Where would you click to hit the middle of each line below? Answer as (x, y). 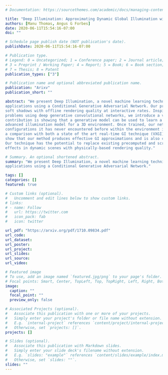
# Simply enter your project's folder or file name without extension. (84, 318)
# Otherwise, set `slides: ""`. (41, 360)
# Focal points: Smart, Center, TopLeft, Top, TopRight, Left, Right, (80, 281)
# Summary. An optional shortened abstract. (52, 157)
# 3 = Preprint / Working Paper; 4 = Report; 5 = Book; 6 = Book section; (85, 65)
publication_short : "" (29, 92)
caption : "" (22, 290)
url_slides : (17, 254)
